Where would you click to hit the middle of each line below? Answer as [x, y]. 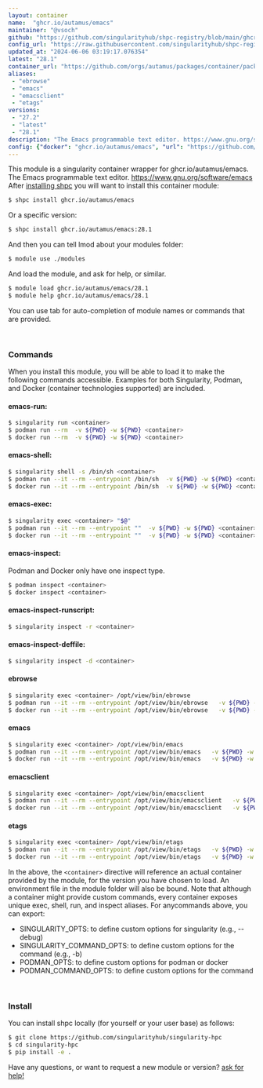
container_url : [33, 67]
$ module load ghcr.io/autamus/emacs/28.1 [78, 288]
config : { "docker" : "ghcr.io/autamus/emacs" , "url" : [96, 147]
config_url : [27, 45]
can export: [27, 913]
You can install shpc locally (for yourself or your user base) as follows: [121, 1023]
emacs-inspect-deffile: [47, 644]
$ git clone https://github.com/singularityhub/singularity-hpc [115, 1038]
